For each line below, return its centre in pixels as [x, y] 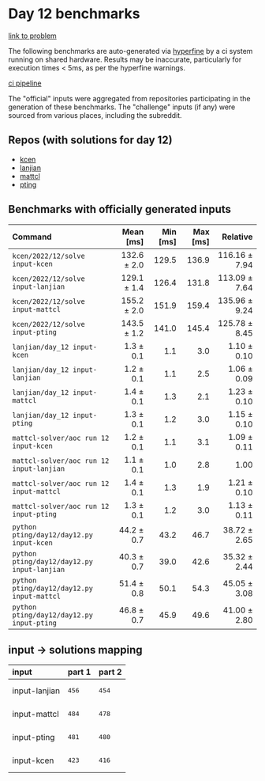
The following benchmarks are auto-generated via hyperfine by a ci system [131, 51]
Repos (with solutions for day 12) [90, 140]
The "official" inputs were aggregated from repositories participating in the [129, 98]
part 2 [110, 672]
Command [32, 237]
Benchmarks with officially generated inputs [119, 209]
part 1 [79, 672]
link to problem [32, 36]
